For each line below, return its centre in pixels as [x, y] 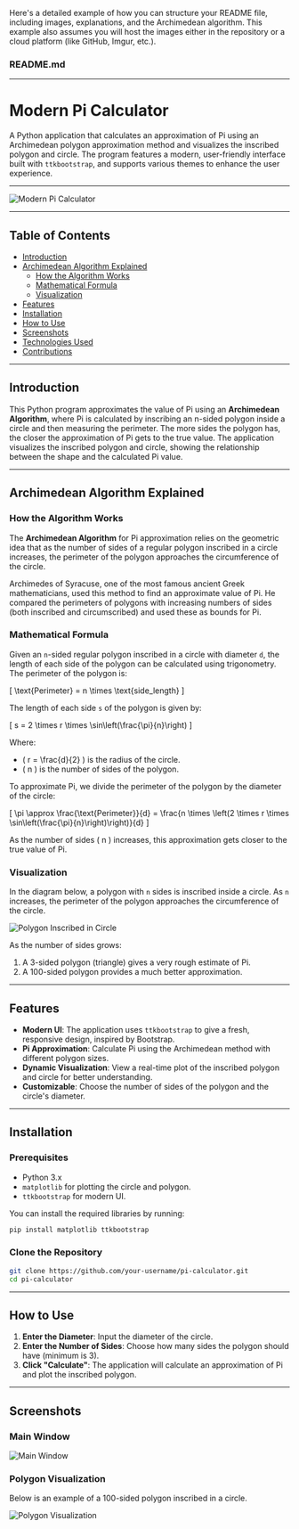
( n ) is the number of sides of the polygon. [101, 769]
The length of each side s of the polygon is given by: [105, 707]
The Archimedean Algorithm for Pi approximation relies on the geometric [144, 537]
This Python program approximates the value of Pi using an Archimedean [145, 409]
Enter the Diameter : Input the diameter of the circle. [117, 1337]
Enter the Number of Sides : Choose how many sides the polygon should [155, 1346]
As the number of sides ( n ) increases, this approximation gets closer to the [148, 839]
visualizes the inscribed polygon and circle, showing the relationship [134, 447]
